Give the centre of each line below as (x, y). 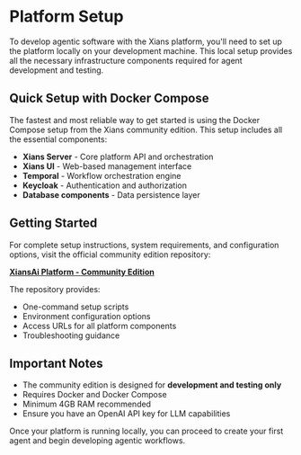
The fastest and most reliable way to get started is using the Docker (135, 120)
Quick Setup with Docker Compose (109, 98)
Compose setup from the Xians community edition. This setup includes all (146, 129)
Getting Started (53, 223)
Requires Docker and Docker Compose (95, 395)
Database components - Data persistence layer (111, 194)
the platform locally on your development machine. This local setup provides (151, 50)
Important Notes (56, 363)
